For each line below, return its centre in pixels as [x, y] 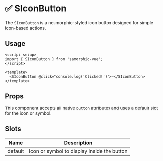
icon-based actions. [26, 28]
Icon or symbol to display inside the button [78, 151]
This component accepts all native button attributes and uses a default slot [81, 108]
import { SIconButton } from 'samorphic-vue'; [54, 59]
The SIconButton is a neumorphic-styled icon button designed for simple [79, 22]
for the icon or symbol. [28, 113]
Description [78, 143]
